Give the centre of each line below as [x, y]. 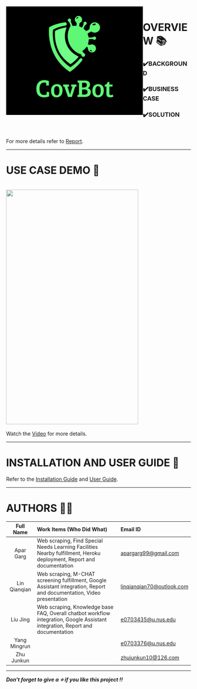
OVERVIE [165, 27]
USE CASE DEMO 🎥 [53, 170]
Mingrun [20, 646]
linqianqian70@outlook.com [154, 586]
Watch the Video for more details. [47, 433]
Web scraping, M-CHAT [66, 574]
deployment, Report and [66, 559]
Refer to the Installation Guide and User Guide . [62, 479]
